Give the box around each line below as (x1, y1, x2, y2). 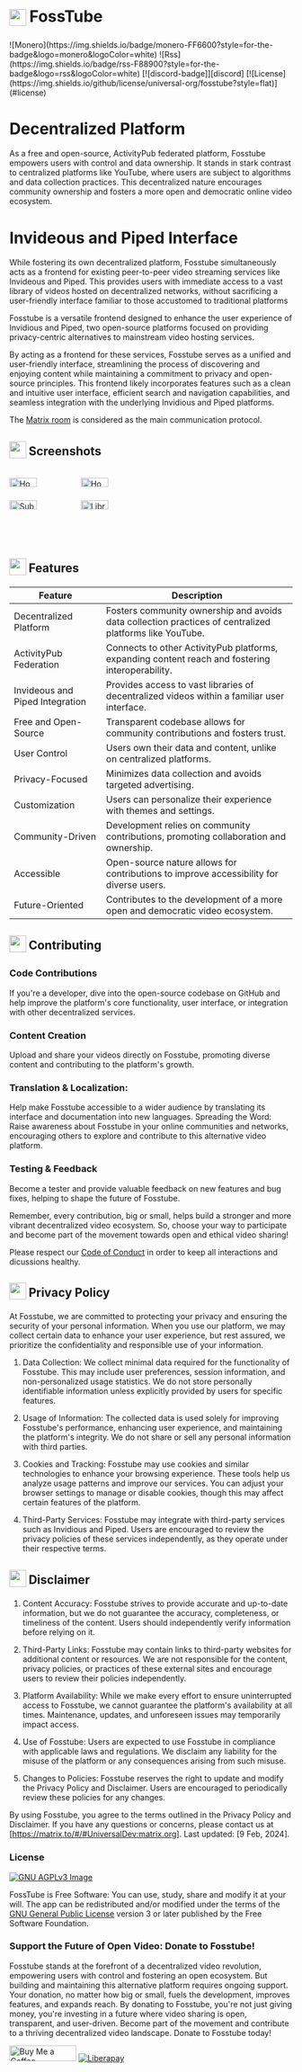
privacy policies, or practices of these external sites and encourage (22, 1664, 272, 1675)
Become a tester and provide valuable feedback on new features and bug (9, 1183, 281, 1193)
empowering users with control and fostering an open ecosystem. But (9, 1969, 268, 1980)
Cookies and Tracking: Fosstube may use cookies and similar (22, 1459, 250, 1469)
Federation (13, 658, 60, 671)
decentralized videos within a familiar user (106, 690, 285, 702)
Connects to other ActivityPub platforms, (106, 641, 279, 654)
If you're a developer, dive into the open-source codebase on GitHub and (9, 987, 280, 998)
